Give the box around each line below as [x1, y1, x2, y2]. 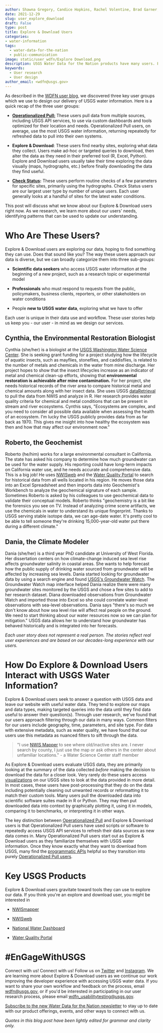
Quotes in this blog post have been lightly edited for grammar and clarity [5, 1017, 151, 1023]
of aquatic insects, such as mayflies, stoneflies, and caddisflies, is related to [5, 357, 157, 363]
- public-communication [9, 52, 57, 57]
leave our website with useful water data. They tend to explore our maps [5, 701, 150, 707]
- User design [9, 75, 38, 80]
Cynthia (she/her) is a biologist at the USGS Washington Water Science [5, 347, 147, 353]
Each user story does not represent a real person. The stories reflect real [5, 632, 151, 638]
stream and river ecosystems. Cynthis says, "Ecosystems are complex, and [5, 404, 156, 410]
